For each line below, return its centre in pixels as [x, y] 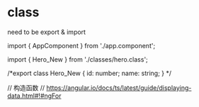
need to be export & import [47, 32]
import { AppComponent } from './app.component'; [81, 45]
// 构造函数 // [26, 88]
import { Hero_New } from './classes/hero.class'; [78, 59]
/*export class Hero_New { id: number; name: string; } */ [90, 73]
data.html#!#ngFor [34, 96]
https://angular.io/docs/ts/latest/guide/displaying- [119, 88]
